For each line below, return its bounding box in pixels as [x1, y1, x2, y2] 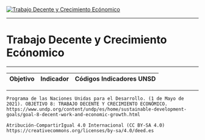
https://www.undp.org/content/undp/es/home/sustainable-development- [6, 106, 187, 112]
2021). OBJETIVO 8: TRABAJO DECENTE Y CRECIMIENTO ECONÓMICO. [6, 101, 168, 107]
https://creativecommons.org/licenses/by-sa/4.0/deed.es [6, 127, 154, 134]
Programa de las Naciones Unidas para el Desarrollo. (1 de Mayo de [6, 95, 184, 101]
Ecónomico [6, 46, 65, 60]
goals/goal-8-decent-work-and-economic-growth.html [6, 111, 140, 117]
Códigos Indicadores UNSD [74, 74, 156, 83]
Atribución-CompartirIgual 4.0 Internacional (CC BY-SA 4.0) [6, 122, 165, 128]
